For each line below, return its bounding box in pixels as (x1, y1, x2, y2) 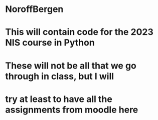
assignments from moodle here (5, 104, 138, 115)
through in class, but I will (5, 70, 114, 82)
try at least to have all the (5, 93, 113, 104)
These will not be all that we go (5, 60, 136, 71)
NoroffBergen (5, 3, 64, 15)
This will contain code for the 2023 (5, 26, 154, 38)
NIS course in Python (5, 37, 95, 48)
